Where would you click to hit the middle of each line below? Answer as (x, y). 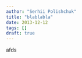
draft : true (20, 33)
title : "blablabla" (30, 17)
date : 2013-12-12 (27, 22)
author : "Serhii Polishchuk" (41, 11)
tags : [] (17, 28)
